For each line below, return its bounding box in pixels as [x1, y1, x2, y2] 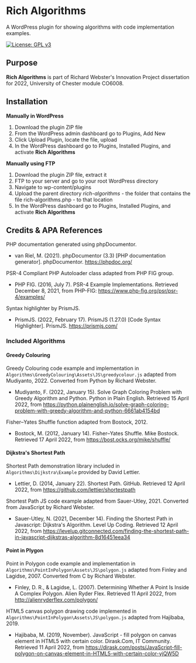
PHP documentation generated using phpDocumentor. [6, 241, 137, 248]
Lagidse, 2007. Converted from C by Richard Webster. [6, 572, 136, 579]
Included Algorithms [6, 337, 66, 345]
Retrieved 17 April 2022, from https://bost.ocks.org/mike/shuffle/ [14, 436, 171, 443]
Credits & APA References [6, 225, 103, 235]
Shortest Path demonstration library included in [6, 462, 120, 469]
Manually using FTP [6, 160, 56, 167]
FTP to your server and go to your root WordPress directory [14, 177, 159, 184]
